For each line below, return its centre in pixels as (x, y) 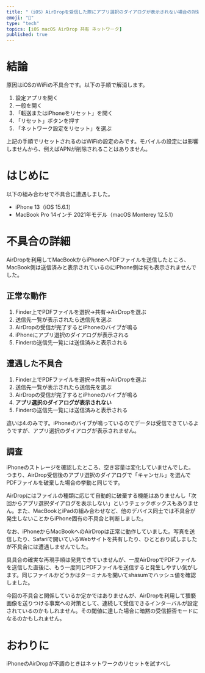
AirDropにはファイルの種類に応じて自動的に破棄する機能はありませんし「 (99, 496)
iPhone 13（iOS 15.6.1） (45, 207)
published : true (27, 35)
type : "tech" (23, 23)
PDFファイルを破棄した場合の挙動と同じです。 (65, 482)
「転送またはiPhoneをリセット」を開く (64, 113)
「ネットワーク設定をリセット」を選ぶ (63, 128)
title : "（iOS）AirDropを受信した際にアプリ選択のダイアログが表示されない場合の (99, 12)
